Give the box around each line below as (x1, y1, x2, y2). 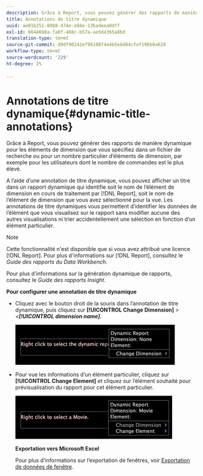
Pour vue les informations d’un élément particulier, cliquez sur (14, 371, 169, 378)
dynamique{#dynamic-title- (6, 106, 151, 120)
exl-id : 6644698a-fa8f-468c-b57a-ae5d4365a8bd (6, 29, 126, 35)
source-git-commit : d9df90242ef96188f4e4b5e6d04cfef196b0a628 (6, 42, 166, 48)
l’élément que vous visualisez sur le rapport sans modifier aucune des (6, 209, 180, 217)
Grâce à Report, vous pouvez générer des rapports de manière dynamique (6, 140, 192, 147)
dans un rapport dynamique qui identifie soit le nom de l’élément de (6, 183, 175, 191)
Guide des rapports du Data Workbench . (6, 258, 108, 266)
